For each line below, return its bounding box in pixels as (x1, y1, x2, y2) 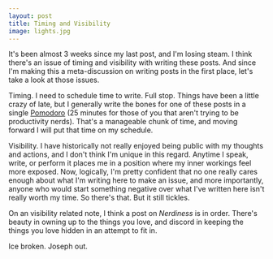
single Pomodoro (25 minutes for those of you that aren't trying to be (8, 108, 240, 118)
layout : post (8, 11, 53, 20)
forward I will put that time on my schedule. (8, 125, 154, 135)
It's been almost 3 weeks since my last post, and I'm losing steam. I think (8, 50, 253, 59)
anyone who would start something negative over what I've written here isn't (8, 184, 265, 194)
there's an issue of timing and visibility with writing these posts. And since (8, 58, 257, 67)
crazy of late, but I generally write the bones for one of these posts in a (8, 99, 246, 110)
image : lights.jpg (8, 27, 71, 35)
